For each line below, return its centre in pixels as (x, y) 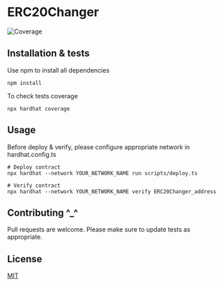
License (25, 259)
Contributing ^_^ (43, 212)
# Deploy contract (34, 167)
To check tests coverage (43, 96)
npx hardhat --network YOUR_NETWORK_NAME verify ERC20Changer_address (112, 191)
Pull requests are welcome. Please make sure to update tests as (99, 229)
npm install (24, 83)
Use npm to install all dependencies (59, 70)
